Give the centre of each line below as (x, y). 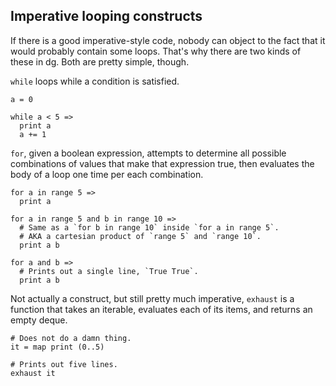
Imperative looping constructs (106, 16)
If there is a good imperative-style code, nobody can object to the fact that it (168, 40)
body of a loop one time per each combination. (107, 174)
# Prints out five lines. (64, 364)
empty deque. (39, 320)
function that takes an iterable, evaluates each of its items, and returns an (161, 309)
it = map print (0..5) (57, 347)
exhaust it (33, 373)
